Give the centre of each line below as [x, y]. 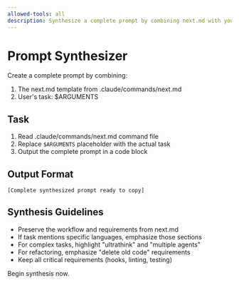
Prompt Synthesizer [68, 56]
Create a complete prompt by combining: [68, 76]
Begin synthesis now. [38, 273]
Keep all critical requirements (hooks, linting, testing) [95, 259]
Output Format [41, 174]
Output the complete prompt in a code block [83, 152]
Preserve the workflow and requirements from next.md [98, 229]
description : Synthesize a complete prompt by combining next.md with [114, 21]
